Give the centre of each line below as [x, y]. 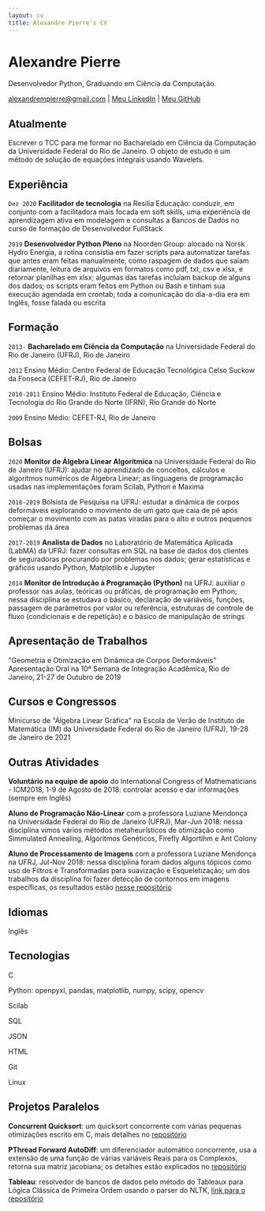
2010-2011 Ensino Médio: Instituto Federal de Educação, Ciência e [115, 394]
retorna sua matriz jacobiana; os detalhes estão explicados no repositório [127, 1166]
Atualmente [37, 124]
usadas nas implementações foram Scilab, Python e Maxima [106, 486]
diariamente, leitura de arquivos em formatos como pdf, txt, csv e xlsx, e [126, 269]
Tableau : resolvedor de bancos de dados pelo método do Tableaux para [126, 1182]
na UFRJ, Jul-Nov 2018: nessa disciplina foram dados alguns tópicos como [130, 862]
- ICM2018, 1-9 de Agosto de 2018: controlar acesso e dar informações [123, 789]
